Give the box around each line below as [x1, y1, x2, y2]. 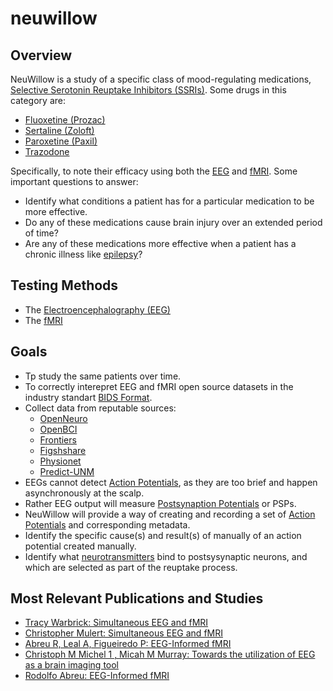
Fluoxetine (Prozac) [24, 114, 106, 126]
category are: [10, 95, 66, 106]
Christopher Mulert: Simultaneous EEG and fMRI [24, 627, 223, 639]
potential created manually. [24, 540, 137, 552]
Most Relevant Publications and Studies [10, 590, 264, 607]
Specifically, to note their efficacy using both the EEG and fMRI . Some [10, 165, 298, 177]
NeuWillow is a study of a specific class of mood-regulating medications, [10, 73, 312, 85]
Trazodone [24, 146, 70, 157]
